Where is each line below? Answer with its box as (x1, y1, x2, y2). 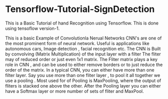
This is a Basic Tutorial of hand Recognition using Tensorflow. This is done (5, 20, 159, 26)
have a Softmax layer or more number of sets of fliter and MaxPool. (5, 88, 144, 94)
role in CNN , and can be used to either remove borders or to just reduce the (5, 61, 163, 67)
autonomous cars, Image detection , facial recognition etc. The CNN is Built (5, 45, 161, 51)
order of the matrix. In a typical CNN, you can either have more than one (5, 66, 154, 73)
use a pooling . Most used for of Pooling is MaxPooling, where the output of (5, 77, 161, 83)
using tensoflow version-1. (5, 25, 60, 31)
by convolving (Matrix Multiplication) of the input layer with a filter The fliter (5, 51, 161, 57)
